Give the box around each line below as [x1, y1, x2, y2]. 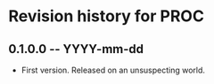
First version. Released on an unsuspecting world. [21, 65, 206, 75]
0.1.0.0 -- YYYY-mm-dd [8, 42, 144, 57]
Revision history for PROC [8, 6, 204, 27]
